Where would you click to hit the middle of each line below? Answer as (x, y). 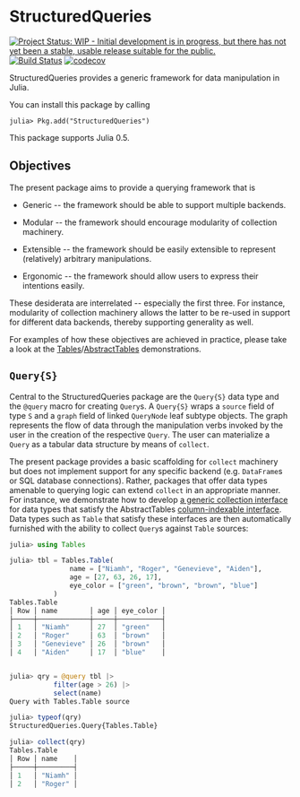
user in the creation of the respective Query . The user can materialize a (140, 434)
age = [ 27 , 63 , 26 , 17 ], (116, 577)
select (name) (77, 693)
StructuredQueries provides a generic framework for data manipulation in (145, 77)
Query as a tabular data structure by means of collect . (109, 444)
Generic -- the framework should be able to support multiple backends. (154, 204)
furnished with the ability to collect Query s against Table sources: (129, 528)
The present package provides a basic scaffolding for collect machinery (144, 461)
